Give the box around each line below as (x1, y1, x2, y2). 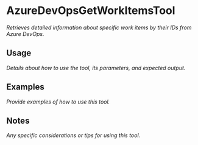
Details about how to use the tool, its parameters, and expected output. (6, 64, 186, 71)
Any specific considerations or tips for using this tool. (6, 132, 141, 139)
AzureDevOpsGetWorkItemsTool (6, 4, 175, 18)
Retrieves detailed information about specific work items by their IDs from (6, 24, 192, 31)
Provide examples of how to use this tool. (6, 98, 110, 105)
